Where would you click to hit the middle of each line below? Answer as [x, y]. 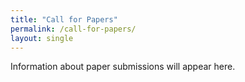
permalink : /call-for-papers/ [73, 29]
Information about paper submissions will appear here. [123, 67]
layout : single [42, 38]
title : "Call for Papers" [64, 19]
